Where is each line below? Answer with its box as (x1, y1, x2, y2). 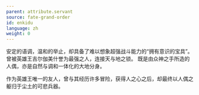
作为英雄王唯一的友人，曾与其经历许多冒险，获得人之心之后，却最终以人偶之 (6, 75, 194, 83)
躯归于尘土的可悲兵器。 (6, 83, 64, 90)
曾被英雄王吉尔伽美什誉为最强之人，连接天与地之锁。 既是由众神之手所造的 (6, 55, 190, 62)
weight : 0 (6, 31, 31, 37)
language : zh (6, 25, 39, 31)
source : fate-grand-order (6, 14, 70, 20)
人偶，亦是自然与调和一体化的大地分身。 (6, 63, 105, 70)
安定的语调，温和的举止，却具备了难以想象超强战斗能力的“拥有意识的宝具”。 (6, 48, 193, 55)
